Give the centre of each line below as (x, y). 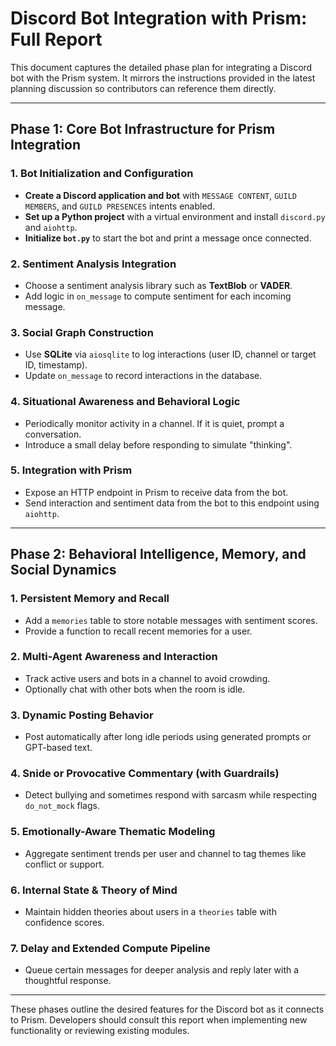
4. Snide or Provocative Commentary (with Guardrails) (145, 774)
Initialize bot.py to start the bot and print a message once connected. (168, 238)
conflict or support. (64, 864)
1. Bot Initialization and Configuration (102, 174)
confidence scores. (64, 922)
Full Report (56, 39)
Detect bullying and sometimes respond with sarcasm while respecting (171, 795)
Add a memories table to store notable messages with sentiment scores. (171, 620)
